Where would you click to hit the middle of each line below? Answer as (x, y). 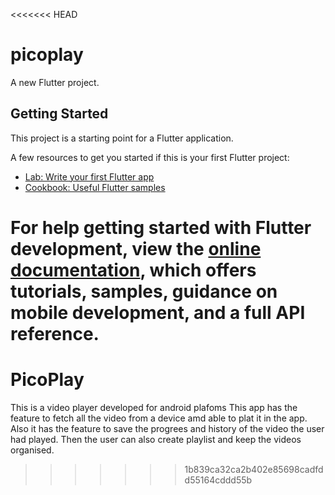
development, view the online (136, 248)
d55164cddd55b (218, 480)
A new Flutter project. (55, 82)
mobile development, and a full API (158, 312)
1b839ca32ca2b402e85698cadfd (254, 469)
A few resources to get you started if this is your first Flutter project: (150, 157)
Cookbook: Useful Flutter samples (95, 187)
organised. (32, 450)
